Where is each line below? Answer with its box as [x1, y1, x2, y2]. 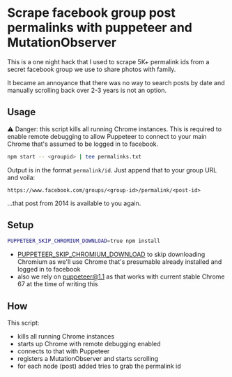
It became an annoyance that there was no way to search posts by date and [7, 78, 225, 87]
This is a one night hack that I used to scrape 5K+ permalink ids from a [7, 57, 210, 66]
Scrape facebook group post [7, 5, 176, 21]
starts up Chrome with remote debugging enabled [17, 340, 162, 348]
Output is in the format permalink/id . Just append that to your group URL [7, 165, 217, 174]
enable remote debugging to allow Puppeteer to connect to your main [7, 132, 207, 140]
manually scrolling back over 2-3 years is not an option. [7, 86, 167, 94]
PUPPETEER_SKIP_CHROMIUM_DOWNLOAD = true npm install [7, 237, 160, 245]
